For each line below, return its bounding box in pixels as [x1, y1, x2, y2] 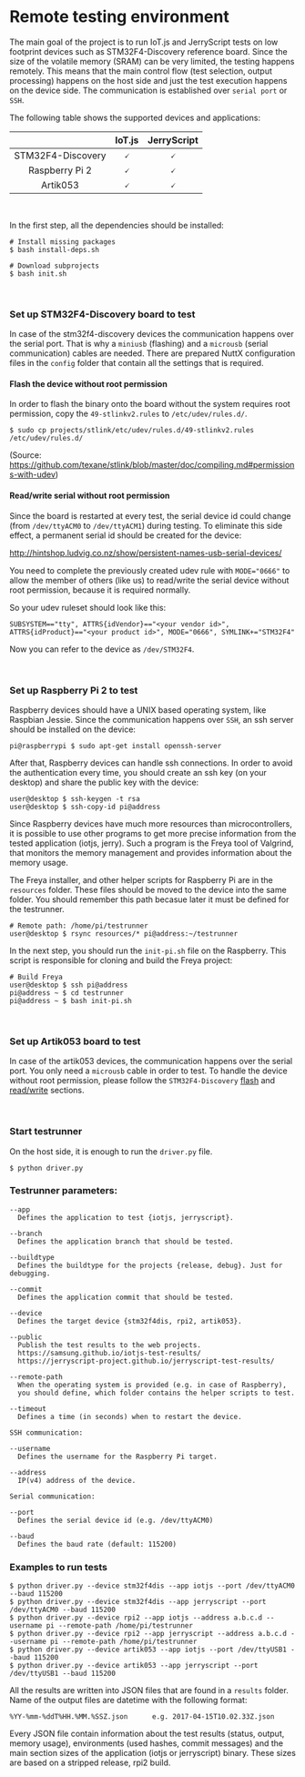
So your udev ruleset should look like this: [9, 602, 167, 613]
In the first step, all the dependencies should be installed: [9, 219, 225, 230]
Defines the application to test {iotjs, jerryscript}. [17, 1213, 234, 1222]
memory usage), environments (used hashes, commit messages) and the [9, 1738, 284, 1749]
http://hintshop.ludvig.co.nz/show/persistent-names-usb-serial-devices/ [9, 547, 282, 558]
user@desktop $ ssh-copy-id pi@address [9, 802, 161, 811]
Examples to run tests [9, 1560, 107, 1573]
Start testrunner [9, 1125, 83, 1138]
